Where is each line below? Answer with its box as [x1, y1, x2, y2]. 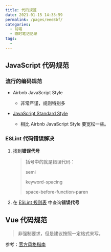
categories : [5, 22, 31, 27]
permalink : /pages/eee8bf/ [5, 17, 63, 22]
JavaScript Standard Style [12, 111, 68, 117]
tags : [5, 36, 17, 41]
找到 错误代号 [12, 148, 40, 154]
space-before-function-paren [25, 188, 88, 195]
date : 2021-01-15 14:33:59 [5, 12, 63, 17]
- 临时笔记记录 [10, 31, 38, 36]
